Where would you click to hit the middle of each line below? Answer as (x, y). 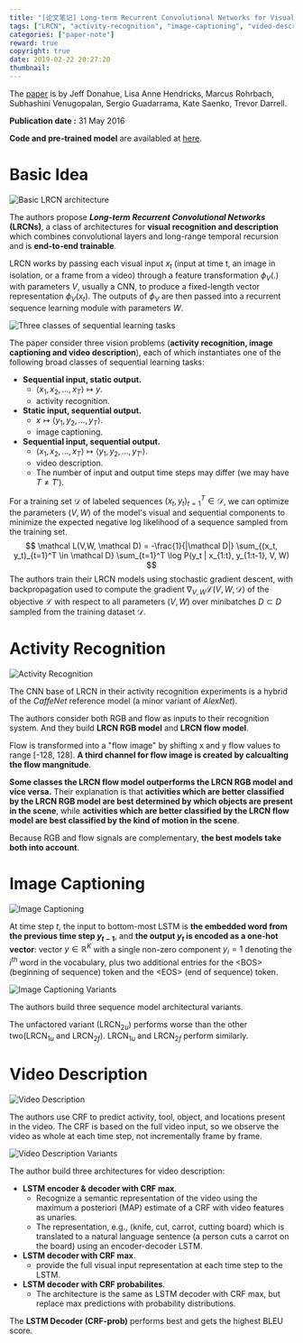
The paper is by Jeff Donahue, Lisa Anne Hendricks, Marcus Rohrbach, (142, 93)
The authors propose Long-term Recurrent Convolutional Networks (138, 216)
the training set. (38, 532)
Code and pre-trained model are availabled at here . (106, 138)
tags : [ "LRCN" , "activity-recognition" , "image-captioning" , (127, 26)
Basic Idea (49, 175)
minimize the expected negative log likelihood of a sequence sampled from (149, 522)
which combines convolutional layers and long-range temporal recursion (144, 236)
